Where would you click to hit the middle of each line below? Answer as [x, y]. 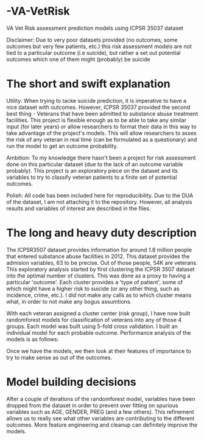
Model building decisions [72, 382]
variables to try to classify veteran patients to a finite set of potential [92, 177]
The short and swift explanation [88, 84]
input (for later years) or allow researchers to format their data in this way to [101, 127]
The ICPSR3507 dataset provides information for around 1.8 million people [99, 250]
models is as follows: [33, 339]
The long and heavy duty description [101, 233]
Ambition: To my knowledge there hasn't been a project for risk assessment [101, 158]
